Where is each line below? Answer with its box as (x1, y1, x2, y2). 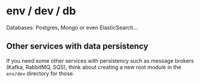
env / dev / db (6, 4, 77, 18)
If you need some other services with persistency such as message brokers (6, 57, 194, 64)
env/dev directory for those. (6, 70, 75, 77)
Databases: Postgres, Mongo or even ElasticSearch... (6, 24, 139, 31)
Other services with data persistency (6, 41, 149, 51)
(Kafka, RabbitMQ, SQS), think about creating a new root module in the (6, 63, 182, 70)
